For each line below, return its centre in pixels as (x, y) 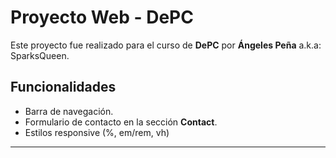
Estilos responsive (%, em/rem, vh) (97, 132)
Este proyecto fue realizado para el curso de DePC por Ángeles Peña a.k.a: (166, 45)
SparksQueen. (40, 55)
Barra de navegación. (69, 111)
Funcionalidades (63, 87)
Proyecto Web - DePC (102, 17)
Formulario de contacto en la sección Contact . (121, 122)
